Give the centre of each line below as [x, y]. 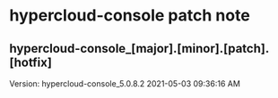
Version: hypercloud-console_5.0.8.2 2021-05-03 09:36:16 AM [125, 84]
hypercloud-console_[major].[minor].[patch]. [139, 49]
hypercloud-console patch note [130, 16]
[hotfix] [30, 62]
